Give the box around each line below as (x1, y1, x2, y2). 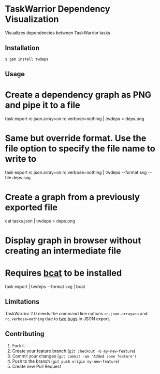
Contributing (5, 330, 44, 338)
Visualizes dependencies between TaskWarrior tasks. (5, 30, 112, 35)
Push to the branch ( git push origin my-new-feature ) (12, 358, 119, 364)
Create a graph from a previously (5, 192, 140, 203)
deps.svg (12, 175, 31, 181)
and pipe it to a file (5, 100, 81, 111)
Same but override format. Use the (5, 133, 146, 144)
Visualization (5, 14, 59, 25)
